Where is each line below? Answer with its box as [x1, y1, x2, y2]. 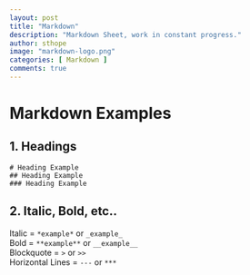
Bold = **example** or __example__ [9, 237, 138, 248]
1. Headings [9, 139, 77, 154]
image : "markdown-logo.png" [9, 47, 116, 56]
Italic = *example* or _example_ [9, 228, 123, 239]
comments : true [9, 64, 67, 74]
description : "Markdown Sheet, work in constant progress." [9, 30, 243, 39]
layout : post [9, 13, 59, 23]
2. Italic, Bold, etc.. [9, 203, 118, 219]
